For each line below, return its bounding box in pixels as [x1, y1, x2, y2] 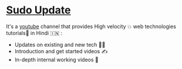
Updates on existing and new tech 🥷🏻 [14, 41, 106, 48]
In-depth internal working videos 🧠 [14, 56, 99, 63]
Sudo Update [6, 4, 71, 17]
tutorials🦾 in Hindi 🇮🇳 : [6, 29, 63, 36]
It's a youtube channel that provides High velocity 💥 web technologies [6, 23, 176, 30]
